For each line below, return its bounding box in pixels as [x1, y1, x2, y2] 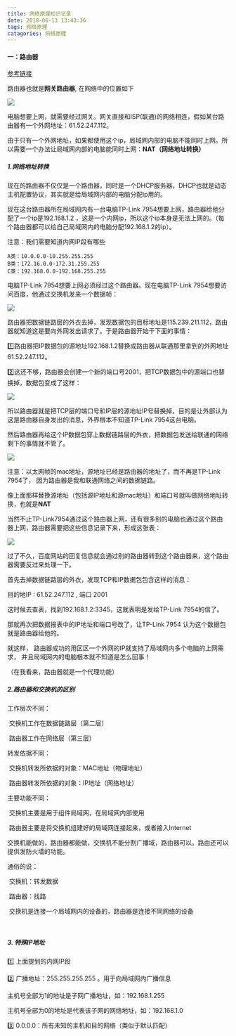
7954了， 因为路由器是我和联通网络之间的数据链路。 [7, 476, 159, 485]
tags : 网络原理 [7, 23, 48, 30]
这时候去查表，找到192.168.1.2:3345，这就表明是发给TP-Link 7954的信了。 [7, 605, 223, 614]
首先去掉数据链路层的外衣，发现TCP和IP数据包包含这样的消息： [7, 576, 192, 584]
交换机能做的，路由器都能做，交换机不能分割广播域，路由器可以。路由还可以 [7, 838, 229, 847]
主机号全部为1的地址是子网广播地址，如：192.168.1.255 [7, 992, 165, 1000]
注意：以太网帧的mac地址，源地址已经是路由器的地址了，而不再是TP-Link [7, 467, 221, 476]
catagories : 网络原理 [7, 30, 67, 37]
